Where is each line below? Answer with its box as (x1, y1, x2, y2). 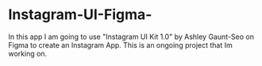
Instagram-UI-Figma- (8, 6, 152, 24)
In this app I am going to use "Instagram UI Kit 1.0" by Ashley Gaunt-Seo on (8, 32, 254, 41)
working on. (8, 49, 48, 58)
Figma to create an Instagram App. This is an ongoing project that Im (8, 40, 233, 49)
